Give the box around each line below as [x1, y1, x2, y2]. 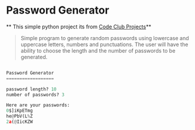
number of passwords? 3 [6, 92, 65, 97]
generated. [20, 53, 48, 60]
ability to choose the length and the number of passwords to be [20, 47, 175, 54]
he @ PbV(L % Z [6, 113, 33, 119]
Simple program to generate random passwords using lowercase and [20, 34, 189, 41]
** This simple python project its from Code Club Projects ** [6, 23, 152, 30]
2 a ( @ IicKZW [6, 119, 33, 125]
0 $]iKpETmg [6, 108, 33, 114]
